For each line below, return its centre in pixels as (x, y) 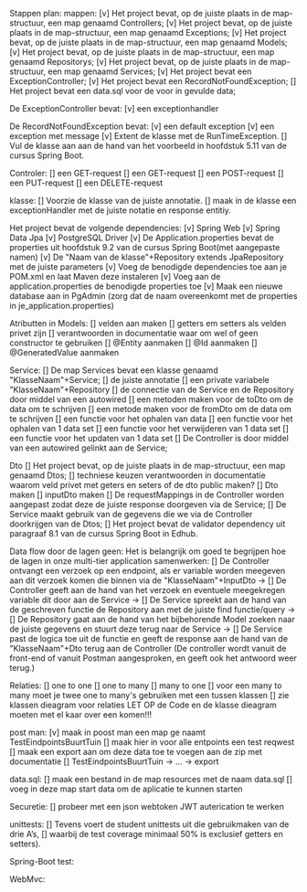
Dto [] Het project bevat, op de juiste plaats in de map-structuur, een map (148, 466)
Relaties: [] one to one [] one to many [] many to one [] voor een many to (146, 685)
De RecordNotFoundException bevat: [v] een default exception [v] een (142, 126)
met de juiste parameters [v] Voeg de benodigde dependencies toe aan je (148, 267)
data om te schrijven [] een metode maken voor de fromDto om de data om (151, 409)
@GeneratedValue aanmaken (64, 352)
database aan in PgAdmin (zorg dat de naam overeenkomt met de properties (153, 296)
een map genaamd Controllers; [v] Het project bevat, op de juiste (170, 23)
